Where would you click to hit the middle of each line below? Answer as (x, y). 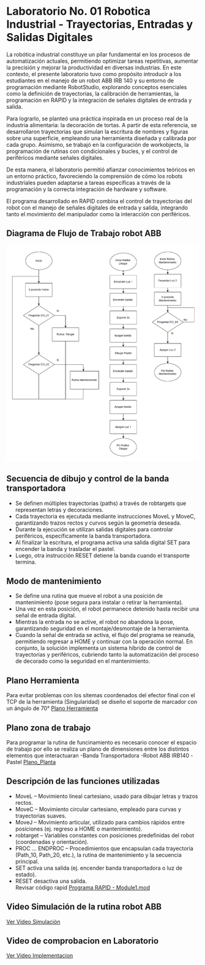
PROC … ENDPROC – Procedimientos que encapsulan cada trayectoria (104, 848)
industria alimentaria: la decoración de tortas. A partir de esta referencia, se (102, 125)
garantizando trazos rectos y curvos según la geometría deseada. (98, 523)
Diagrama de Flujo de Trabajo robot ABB (84, 234)
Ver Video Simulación (33, 921)
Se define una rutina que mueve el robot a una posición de (89, 596)
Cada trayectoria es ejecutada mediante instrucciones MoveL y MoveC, (105, 516)
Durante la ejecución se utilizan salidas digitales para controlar (94, 529)
